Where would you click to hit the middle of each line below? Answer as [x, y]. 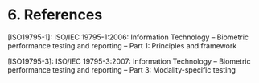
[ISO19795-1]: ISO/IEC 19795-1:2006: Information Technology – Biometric [128, 37]
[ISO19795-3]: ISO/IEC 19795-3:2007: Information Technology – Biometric [129, 61]
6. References [55, 15]
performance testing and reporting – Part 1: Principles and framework [122, 45]
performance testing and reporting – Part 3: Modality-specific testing [122, 69]
